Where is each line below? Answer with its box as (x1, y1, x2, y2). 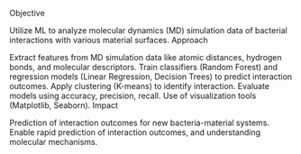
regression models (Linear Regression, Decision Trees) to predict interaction (9, 71, 293, 82)
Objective (9, 8, 45, 18)
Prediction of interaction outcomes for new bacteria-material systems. (9, 117, 270, 128)
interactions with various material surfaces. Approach (9, 35, 209, 45)
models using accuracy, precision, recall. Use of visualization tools (9, 90, 257, 101)
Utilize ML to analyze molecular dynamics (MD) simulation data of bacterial (9, 25, 288, 35)
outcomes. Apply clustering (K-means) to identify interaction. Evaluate (9, 81, 270, 91)
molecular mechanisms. (9, 137, 98, 147)
